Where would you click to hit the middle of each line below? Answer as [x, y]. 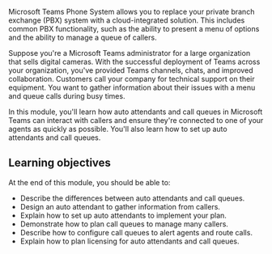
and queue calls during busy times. [67, 96]
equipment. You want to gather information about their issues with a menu [132, 87]
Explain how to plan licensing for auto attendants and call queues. [130, 241]
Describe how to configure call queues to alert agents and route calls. [136, 232]
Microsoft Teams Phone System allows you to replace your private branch [132, 12]
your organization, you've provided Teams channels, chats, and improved [131, 70]
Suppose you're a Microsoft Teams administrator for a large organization [130, 53]
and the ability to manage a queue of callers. [83, 37]
